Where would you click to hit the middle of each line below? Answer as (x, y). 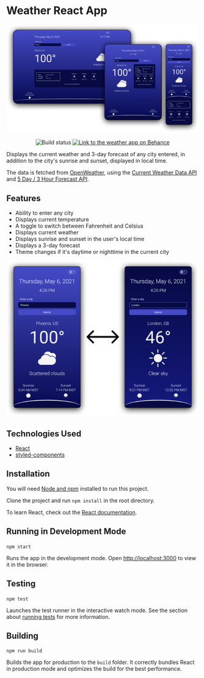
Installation (28, 474)
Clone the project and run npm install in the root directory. (81, 500)
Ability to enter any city (44, 213)
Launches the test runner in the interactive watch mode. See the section (97, 610)
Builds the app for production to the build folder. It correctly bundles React (100, 662)
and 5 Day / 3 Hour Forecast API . (48, 179)
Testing (21, 584)
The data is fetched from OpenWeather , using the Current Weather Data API (102, 173)
